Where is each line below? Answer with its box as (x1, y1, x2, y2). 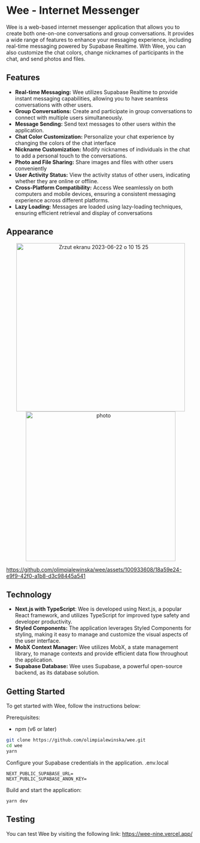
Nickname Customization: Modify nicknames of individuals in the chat (14, 145, 190, 153)
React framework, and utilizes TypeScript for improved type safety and (14, 612, 190, 619)
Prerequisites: (6, 714, 41, 721)
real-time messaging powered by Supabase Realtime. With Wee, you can (6, 43, 186, 50)
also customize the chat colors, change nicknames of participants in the (6, 48, 184, 56)
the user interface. (14, 637, 61, 644)
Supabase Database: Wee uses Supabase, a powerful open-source (14, 663, 183, 670)
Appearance (6, 227, 54, 237)
